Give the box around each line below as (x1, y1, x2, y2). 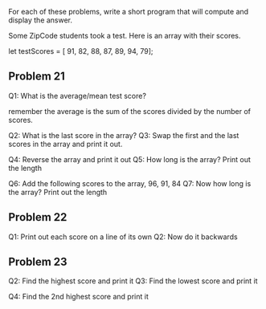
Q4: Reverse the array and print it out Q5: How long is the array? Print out (8, 154, 252, 164)
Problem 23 (8, 255, 68, 269)
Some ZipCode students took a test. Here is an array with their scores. (8, 31, 241, 40)
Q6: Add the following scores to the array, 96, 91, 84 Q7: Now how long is (8, 178, 252, 188)
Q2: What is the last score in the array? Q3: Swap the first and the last (8, 130, 239, 140)
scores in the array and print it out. (8, 139, 123, 148)
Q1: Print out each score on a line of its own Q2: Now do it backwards (8, 232, 239, 242)
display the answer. (8, 15, 73, 25)
